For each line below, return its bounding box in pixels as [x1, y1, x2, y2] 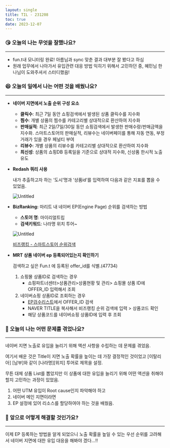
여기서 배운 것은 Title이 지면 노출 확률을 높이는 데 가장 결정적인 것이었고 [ [5, 353, 149, 359]
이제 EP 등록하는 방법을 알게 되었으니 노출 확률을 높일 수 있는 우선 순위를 [5, 431, 148, 437]
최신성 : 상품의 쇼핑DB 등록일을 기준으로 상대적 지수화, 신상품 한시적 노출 [20, 149, 163, 155]
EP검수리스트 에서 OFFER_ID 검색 [27, 299, 94, 305]
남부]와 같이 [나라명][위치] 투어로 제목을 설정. [14, 360, 103, 366]
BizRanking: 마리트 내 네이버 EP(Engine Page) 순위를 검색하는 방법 [12, 203, 148, 210]
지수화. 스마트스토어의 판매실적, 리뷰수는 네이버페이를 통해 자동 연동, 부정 [20, 130, 165, 136]
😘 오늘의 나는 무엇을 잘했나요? [5, 39, 76, 46]
